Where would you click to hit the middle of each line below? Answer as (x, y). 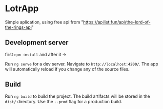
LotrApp (22, 9)
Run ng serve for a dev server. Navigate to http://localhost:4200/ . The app (82, 64)
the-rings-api (18, 27)
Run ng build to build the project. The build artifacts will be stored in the (78, 96)
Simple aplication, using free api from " (44, 22)
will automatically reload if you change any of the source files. (67, 69)
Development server (37, 43)
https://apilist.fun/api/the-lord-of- (117, 22)
